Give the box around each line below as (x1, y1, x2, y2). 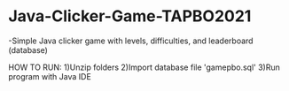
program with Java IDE (8, 71, 92, 81)
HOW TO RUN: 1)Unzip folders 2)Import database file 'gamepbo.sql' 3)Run (8, 62, 281, 72)
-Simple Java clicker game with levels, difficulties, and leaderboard (8, 35, 254, 46)
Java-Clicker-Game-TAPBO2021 (8, 6, 252, 27)
